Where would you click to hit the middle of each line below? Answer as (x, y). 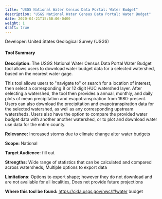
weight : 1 (15, 23)
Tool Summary (20, 53)
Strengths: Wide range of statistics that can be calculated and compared (78, 162)
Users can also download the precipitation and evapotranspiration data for (80, 104)
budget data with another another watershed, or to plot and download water (81, 119)
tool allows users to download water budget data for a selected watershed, (80, 69)
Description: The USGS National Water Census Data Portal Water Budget (78, 63)
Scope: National (21, 144)
